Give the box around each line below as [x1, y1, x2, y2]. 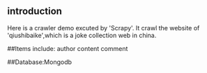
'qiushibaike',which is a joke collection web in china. [7, 31, 157, 39]
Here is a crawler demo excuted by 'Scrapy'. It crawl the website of [7, 23, 200, 32]
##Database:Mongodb [7, 58, 72, 66]
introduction [7, 6, 63, 17]
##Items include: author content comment [7, 44, 128, 52]
